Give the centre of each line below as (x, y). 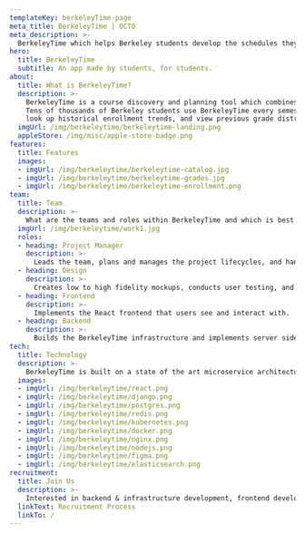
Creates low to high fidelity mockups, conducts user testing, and (164, 287)
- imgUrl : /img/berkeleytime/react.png (93, 389)
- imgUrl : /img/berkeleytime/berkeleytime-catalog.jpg (123, 170)
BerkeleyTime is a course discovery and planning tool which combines (162, 102)
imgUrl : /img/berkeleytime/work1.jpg (89, 228)
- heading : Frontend (56, 296)
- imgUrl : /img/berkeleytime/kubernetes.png (103, 422)
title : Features (48, 152)
